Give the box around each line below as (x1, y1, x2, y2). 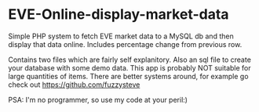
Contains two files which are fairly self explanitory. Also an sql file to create (8, 55, 251, 64)
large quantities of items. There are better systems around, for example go (8, 71, 249, 81)
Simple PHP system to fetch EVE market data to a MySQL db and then (8, 31, 234, 41)
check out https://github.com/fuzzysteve (8, 80, 140, 89)
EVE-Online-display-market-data (8, 5, 229, 23)
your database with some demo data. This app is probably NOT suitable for (8, 63, 251, 72)
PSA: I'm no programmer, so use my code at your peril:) (8, 95, 188, 104)
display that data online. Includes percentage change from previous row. (8, 39, 243, 49)
